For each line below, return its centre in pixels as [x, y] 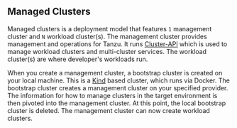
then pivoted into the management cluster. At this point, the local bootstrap [117, 103]
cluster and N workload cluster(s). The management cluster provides [107, 36]
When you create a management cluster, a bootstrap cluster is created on [115, 73]
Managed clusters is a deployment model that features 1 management [110, 28]
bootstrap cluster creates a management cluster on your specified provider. [118, 87]
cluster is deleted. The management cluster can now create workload [109, 110]
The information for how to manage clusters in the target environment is [112, 95]
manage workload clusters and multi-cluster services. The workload [107, 51]
